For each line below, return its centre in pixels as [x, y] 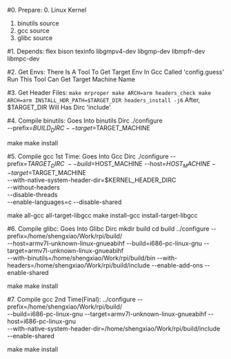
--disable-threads [32, 194]
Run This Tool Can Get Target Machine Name [71, 79]
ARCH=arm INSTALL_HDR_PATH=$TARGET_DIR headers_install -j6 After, [104, 100]
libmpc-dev [23, 59]
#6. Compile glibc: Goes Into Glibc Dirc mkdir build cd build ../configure [108, 228]
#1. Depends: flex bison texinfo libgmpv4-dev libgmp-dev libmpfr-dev [106, 51]
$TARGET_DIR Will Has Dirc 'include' [59, 107]
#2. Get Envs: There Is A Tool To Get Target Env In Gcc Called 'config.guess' [116, 72]
